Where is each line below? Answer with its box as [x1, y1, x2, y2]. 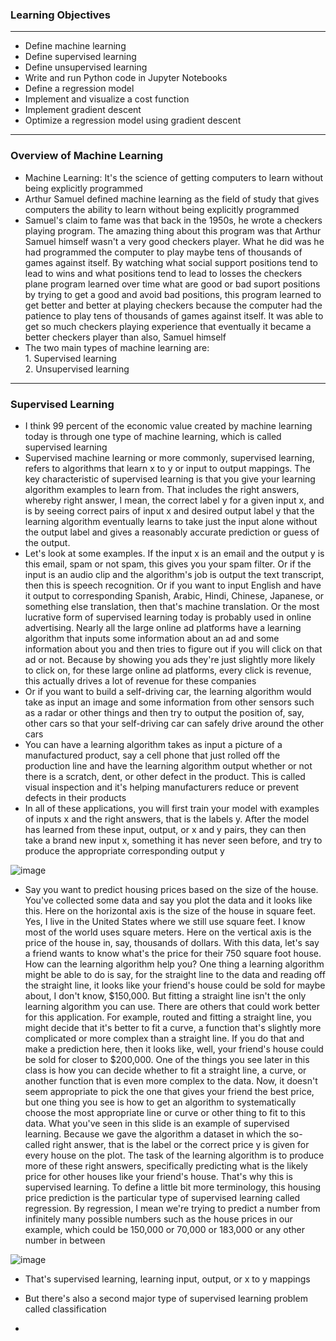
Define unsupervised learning [24, 61, 148, 73]
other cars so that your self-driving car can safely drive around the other [24, 717, 324, 729]
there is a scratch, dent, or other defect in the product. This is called [24, 770, 306, 782]
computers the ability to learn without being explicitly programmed [24, 203, 300, 215]
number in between [24, 1234, 106, 1246]
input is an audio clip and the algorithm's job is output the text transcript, [24, 568, 325, 580]
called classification [24, 1303, 107, 1315]
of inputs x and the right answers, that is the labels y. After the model [24, 813, 310, 825]
